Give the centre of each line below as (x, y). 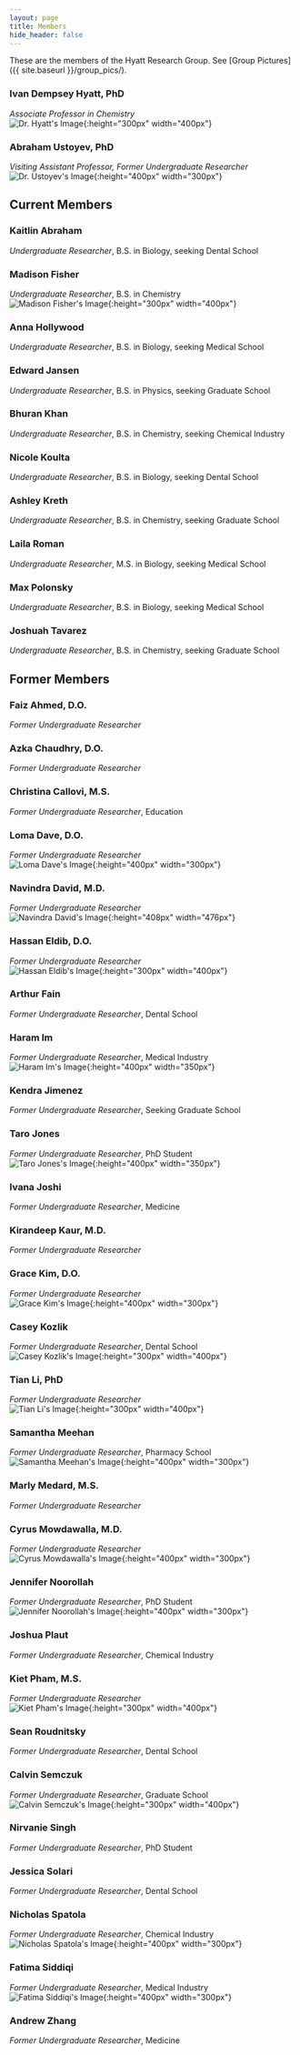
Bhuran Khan (39, 414)
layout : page (34, 18)
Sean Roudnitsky (48, 1731)
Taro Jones (35, 1134)
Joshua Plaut (39, 1635)
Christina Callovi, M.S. (60, 792)
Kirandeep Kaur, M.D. (58, 1230)
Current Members (61, 205)
